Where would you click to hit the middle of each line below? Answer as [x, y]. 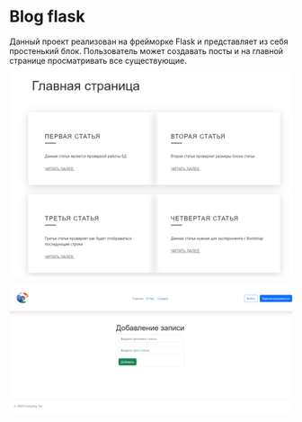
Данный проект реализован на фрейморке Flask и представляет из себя [149, 41]
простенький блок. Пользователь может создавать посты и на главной [147, 50]
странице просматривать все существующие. [98, 60]
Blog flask [47, 17]
